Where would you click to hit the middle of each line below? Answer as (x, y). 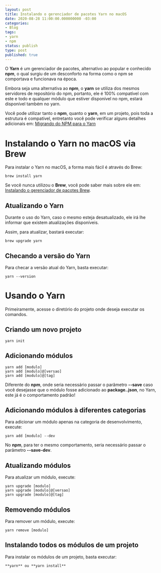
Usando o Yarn (35, 296)
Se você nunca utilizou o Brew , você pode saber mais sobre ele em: (73, 185)
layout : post (18, 9)
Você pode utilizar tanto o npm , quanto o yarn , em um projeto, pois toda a (79, 113)
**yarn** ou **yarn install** (36, 566)
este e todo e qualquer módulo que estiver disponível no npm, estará (74, 99)
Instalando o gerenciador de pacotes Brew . (48, 190)
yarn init (15, 341)
